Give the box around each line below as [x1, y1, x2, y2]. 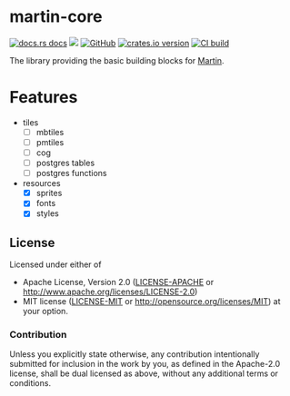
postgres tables [35, 157, 95, 169]
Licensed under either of [9, 259, 102, 270]
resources [22, 178, 61, 189]
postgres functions [35, 168, 107, 179]
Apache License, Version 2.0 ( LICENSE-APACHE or [22, 277, 215, 288]
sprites [35, 188, 63, 199]
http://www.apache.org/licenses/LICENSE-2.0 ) [22, 286, 198, 297]
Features [9, 87, 78, 108]
